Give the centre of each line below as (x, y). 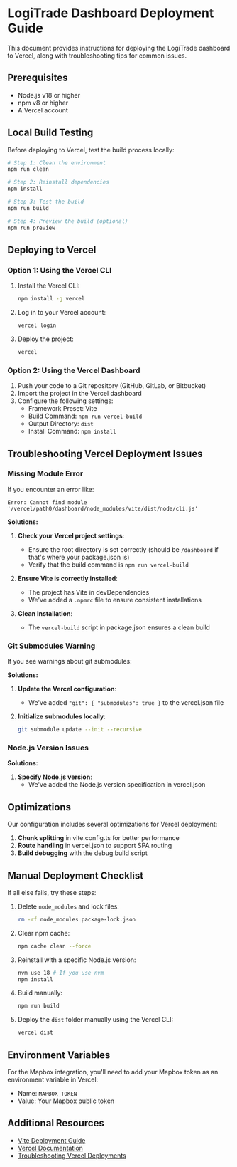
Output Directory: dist (61, 424)
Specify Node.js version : (55, 777)
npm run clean (28, 169)
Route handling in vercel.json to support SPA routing (95, 846)
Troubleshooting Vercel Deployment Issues (105, 454)
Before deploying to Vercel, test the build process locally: (91, 150)
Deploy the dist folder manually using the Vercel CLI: (95, 1020)
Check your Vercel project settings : (71, 535)
